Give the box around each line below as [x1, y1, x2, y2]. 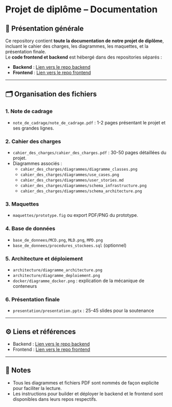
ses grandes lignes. [12, 125, 54, 131]
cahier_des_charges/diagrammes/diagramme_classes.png [20, 166, 138, 172]
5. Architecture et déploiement [5, 255, 83, 262]
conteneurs [12, 283, 37, 289]
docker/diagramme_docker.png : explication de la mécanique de [12, 277, 145, 284]
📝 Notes [5, 366, 31, 375]
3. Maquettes [5, 200, 39, 208]
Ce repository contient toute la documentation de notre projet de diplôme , [5, 38, 164, 44]
